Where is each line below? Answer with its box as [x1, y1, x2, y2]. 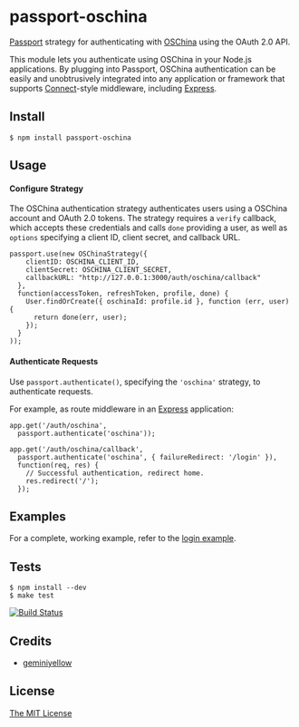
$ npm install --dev [9, 583, 88, 593]
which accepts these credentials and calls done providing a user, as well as [9, 222, 288, 233]
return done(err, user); [33, 313, 128, 323]
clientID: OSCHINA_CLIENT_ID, [25, 257, 140, 267]
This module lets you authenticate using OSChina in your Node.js [9, 53, 252, 64]
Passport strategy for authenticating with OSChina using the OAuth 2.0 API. [9, 36, 291, 47]
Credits [9, 633, 53, 649]
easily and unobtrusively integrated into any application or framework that [9, 73, 285, 83]
